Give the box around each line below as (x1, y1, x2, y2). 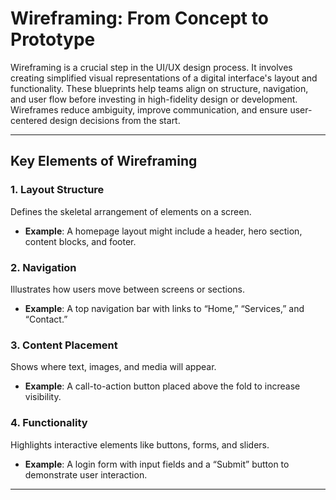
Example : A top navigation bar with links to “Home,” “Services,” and (24, 302, 305, 314)
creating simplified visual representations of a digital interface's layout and (10, 72, 318, 84)
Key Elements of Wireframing (10, 153, 198, 170)
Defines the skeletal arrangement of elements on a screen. (10, 205, 252, 217)
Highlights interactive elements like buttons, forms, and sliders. (10, 438, 270, 451)
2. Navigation (10, 260, 77, 274)
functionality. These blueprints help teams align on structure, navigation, (10, 82, 309, 94)
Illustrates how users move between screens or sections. (10, 283, 245, 295)
